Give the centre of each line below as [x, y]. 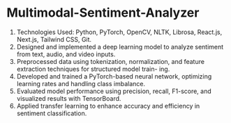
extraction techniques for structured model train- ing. [93, 69]
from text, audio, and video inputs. [66, 54]
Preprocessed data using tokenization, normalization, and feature [111, 61]
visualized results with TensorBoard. [69, 98]
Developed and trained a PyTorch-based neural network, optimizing [114, 76]
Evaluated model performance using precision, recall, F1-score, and [114, 91]
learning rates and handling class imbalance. [81, 83]
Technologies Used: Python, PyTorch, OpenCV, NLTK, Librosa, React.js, [119, 32]
